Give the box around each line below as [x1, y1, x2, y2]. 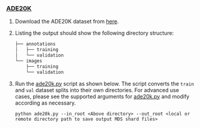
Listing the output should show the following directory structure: [14, 29, 174, 37]
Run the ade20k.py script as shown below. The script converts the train [14, 80, 194, 87]
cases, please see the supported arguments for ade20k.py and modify [14, 93, 190, 100]
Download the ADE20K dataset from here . [14, 18, 119, 25]
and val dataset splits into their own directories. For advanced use [14, 86, 179, 94]
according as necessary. [14, 99, 76, 106]
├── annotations [14, 41, 56, 47]
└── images [14, 58, 43, 64]
